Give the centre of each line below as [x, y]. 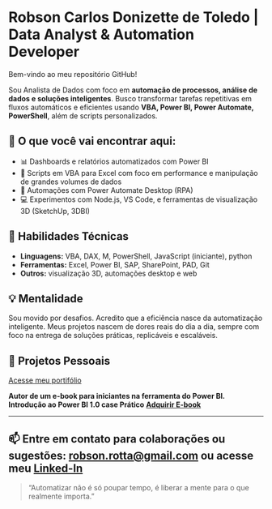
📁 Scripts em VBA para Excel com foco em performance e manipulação [139, 173]
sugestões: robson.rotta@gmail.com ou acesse [131, 455]
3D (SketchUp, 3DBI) [55, 211]
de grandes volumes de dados [71, 182]
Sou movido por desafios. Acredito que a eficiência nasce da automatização [136, 318]
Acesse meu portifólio [45, 380]
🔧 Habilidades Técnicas [69, 236]
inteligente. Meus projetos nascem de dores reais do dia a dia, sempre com [134, 327]
